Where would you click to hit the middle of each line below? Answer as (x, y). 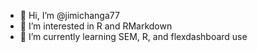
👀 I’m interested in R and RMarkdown (96, 26)
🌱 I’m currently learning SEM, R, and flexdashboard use (133, 36)
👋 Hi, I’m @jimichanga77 (69, 15)
